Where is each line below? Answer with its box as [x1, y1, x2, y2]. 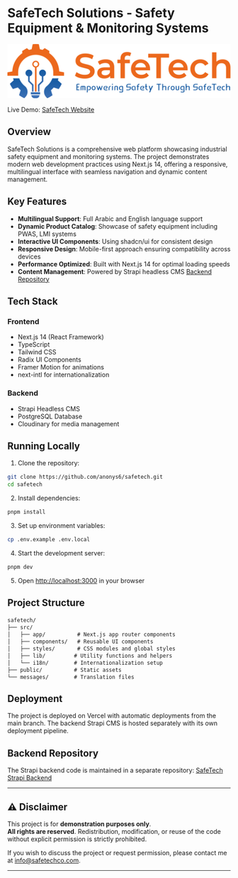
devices [17, 252, 41, 261]
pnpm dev [7, 563, 33, 570]
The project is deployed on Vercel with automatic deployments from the [7, 712, 217, 720]
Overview [7, 126, 52, 138]
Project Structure [7, 597, 85, 609]
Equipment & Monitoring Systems [7, 20, 209, 36]
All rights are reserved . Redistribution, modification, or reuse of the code [7, 828, 221, 836]
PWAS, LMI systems [17, 229, 76, 238]
